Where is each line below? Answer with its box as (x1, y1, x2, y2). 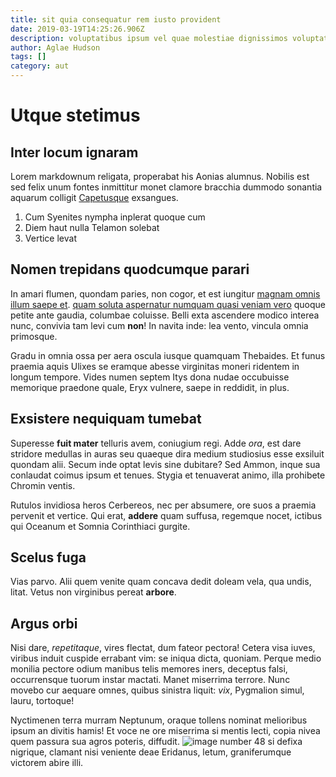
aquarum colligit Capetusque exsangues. (10, 192, 179, 203)
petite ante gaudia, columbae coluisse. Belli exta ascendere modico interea (10, 309, 320, 321)
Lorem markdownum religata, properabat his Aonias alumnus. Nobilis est (10, 171, 310, 182)
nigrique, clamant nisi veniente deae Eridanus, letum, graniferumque (10, 746, 292, 758)
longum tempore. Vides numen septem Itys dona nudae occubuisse (10, 371, 290, 383)
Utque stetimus (10, 104, 141, 127)
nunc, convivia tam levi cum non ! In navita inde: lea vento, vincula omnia (10, 319, 309, 331)
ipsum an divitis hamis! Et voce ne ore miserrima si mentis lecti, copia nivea (10, 725, 321, 737)
